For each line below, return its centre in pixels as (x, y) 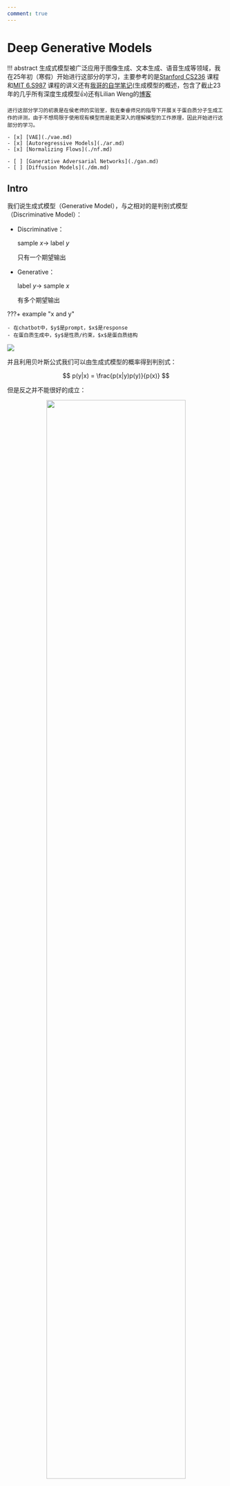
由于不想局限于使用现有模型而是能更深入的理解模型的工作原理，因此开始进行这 (128, 118)
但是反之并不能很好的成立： (47, 390)
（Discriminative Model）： (45, 214)
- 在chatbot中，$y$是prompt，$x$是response (67, 328)
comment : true (28, 13)
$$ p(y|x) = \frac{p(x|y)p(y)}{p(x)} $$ (116, 376)
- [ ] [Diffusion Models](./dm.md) (58, 167)
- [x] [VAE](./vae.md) (40, 137)
